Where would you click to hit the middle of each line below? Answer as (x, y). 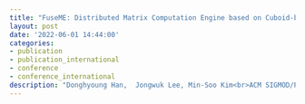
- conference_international (63, 77)
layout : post (34, 26)
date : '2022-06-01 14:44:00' (64, 34)
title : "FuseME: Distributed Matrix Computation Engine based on (135, 18)
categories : (32, 43)
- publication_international (64, 60)
